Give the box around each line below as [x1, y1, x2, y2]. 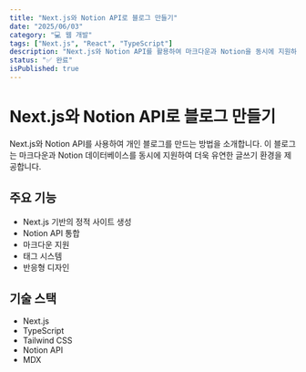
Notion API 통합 [22, 227, 80, 238]
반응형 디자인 [22, 262, 70, 273]
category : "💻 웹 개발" [9, 30, 93, 39]
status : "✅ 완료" [9, 56, 73, 65]
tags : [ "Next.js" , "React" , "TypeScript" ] [9, 38, 173, 48]
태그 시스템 [22, 250, 63, 261]
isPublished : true [9, 65, 79, 74]
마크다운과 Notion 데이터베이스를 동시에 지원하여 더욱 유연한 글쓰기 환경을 [18, 150, 282, 160]
